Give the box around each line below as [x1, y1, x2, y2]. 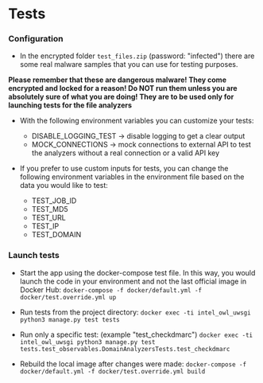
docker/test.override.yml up [19, 293, 117, 301]
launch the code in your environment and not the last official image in [19, 276, 247, 286]
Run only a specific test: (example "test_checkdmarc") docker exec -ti [19, 330, 253, 339]
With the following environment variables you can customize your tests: [19, 116, 254, 126]
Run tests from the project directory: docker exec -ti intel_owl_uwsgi [19, 307, 252, 317]
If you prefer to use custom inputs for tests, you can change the [19, 164, 229, 174]
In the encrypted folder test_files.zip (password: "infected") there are [19, 51, 255, 61]
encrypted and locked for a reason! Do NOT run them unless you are [8, 84, 238, 93]
